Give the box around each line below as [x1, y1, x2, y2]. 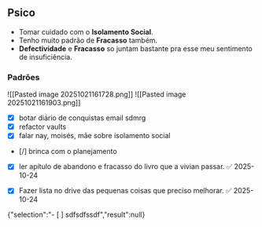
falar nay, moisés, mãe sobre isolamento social [18, 131, 171, 141]
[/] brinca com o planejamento [18, 147, 117, 156]
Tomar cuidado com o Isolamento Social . [18, 27, 154, 36]
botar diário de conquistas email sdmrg [18, 113, 146, 123]
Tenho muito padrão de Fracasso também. [18, 35, 158, 45]
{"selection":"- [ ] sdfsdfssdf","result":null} [7, 210, 146, 219]
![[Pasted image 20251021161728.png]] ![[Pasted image [7, 90, 186, 99]
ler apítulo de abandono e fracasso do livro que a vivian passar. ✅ [18, 162, 233, 171]
